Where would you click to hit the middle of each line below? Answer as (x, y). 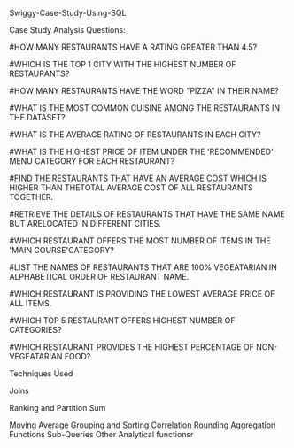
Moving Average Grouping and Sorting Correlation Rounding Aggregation (143, 425)
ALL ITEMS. (31, 303)
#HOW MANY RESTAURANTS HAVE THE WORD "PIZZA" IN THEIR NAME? (144, 91)
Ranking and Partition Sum (58, 408)
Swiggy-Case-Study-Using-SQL (68, 13)
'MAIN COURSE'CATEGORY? (62, 250)
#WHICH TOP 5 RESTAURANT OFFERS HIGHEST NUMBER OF (123, 321)
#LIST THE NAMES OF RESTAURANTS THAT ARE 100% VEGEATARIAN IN (143, 267)
